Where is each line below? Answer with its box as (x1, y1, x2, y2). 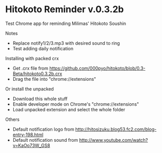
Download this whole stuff (12, 96, 68, 102)
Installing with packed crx (5, 55, 59, 62)
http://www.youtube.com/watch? (79, 137, 148, 143)
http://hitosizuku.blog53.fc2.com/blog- (75, 126, 157, 132)
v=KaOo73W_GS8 (12, 142, 50, 148)
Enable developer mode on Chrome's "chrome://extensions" (12, 101, 139, 107)
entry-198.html (12, 131, 44, 138)
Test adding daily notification (12, 45, 74, 51)
